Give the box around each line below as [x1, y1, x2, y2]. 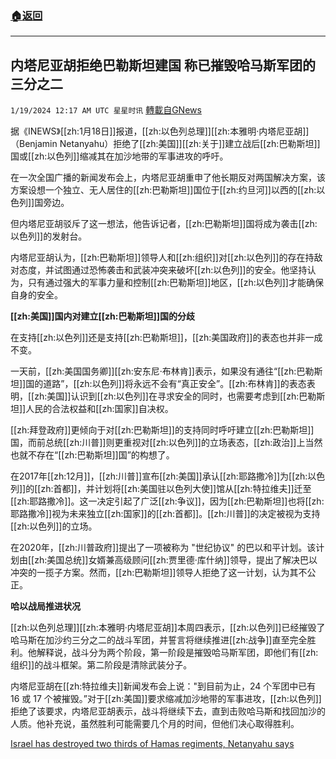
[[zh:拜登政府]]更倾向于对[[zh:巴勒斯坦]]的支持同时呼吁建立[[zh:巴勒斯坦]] [10, 424, 315, 436]
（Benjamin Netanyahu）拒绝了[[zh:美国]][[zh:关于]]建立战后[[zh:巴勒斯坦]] [10, 138, 321, 150]
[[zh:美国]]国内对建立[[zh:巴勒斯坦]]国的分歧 [10, 310, 196, 322]
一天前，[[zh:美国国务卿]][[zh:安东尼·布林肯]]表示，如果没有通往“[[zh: [10, 365, 297, 377]
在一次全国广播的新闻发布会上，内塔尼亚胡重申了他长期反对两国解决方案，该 [10, 172, 326, 184]
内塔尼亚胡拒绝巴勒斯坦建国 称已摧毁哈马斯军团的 [10, 57, 316, 74]
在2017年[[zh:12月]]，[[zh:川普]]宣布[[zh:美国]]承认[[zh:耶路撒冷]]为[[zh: [10, 470, 308, 482]
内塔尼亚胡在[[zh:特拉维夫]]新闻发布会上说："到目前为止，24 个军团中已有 [10, 680, 317, 692]
